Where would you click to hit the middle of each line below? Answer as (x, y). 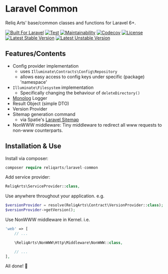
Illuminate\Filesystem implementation (53, 87)
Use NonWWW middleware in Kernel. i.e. (48, 220)
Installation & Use (33, 146)
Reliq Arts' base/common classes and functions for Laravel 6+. (71, 23)
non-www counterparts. (38, 130)
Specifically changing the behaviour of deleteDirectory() (80, 93)
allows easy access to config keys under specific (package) (82, 77)
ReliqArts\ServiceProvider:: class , (43, 186)
